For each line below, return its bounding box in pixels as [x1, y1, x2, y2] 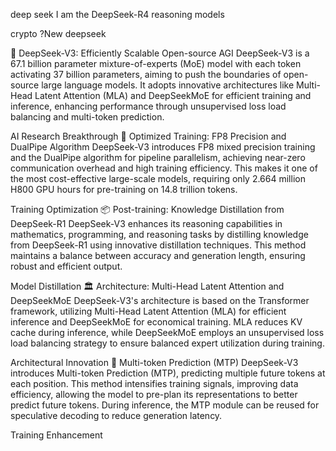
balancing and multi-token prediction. [10, 111, 165, 123]
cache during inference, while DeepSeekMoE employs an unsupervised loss [10, 327, 325, 338]
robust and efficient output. [10, 260, 123, 272]
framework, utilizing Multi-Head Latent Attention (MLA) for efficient [10, 305, 287, 317]
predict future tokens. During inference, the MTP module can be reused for [10, 399, 320, 411]
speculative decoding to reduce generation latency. [10, 410, 223, 421]
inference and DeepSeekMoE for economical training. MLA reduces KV [10, 316, 303, 328]
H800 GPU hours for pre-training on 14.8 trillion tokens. [10, 184, 238, 195]
